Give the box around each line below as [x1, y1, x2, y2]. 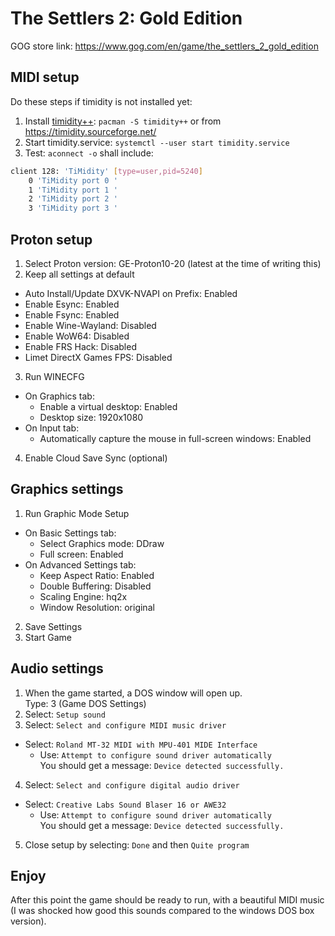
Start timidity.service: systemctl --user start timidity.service [24, 136, 290, 148]
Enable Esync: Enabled [24, 298, 120, 310]
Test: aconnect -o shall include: [24, 147, 154, 159]
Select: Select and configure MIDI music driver [24, 718, 227, 731]
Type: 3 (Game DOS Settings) [24, 697, 147, 709]
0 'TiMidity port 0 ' [28, 175, 118, 186]
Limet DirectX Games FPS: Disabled [24, 351, 173, 363]
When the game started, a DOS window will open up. [24, 687, 243, 699]
